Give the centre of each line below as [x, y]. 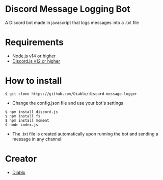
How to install [34, 81]
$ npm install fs [23, 116]
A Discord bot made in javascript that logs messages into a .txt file [72, 22]
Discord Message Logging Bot [68, 9]
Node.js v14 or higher [34, 56]
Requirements [34, 42]
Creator [21, 159]
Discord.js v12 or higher [36, 61]
